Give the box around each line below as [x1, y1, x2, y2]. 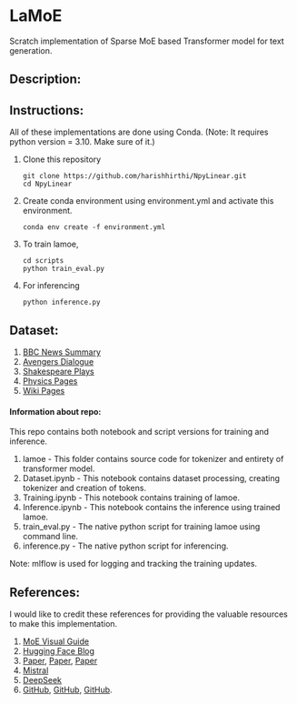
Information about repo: [9, 406, 102, 417]
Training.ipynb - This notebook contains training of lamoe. [22, 492, 241, 503]
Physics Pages [22, 375, 78, 387]
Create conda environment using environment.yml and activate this [22, 196, 274, 206]
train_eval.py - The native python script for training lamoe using [22, 521, 261, 532]
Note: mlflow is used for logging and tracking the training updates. [9, 558, 257, 569]
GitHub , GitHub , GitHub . [22, 684, 113, 695]
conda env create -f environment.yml [22, 223, 166, 232]
